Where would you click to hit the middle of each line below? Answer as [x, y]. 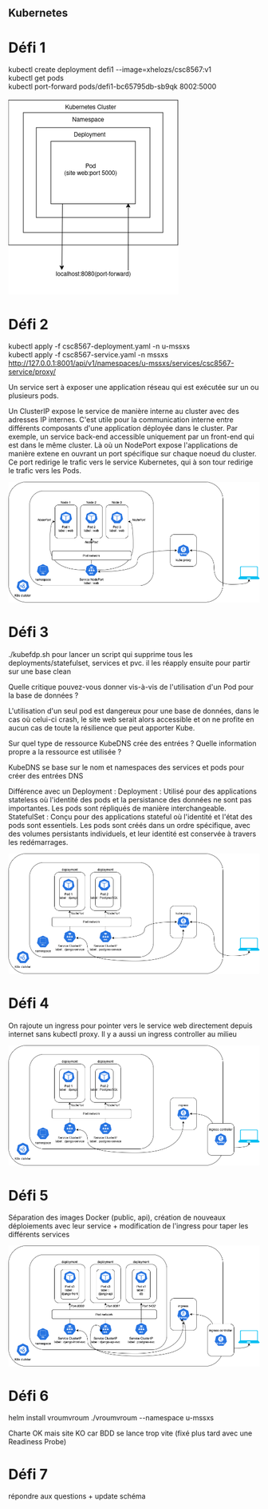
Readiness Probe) [37, 1442]
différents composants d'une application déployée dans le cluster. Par [123, 428]
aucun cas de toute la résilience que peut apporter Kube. [102, 727]
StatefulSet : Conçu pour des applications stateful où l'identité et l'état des [130, 816]
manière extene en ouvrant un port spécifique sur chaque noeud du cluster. [132, 454]
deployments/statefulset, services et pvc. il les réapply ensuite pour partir [130, 663]
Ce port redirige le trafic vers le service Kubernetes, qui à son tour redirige [131, 462]
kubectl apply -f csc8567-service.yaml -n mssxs [89, 355]
